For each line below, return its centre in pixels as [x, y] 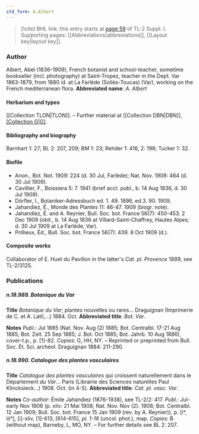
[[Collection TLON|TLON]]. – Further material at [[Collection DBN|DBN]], [94, 115]
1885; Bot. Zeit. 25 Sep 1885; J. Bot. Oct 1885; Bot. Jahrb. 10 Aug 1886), [94, 334]
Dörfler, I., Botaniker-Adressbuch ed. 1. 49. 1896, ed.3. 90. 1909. [93, 200]
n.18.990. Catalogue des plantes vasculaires [63, 360]
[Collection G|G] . [27, 122]
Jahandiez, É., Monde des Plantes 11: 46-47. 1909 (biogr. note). [92, 207]
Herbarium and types [33, 102]
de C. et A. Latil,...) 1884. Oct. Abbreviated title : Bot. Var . [76, 316]
